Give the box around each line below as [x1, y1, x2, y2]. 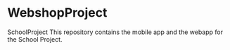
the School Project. [7, 35, 63, 43]
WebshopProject [7, 5, 108, 21]
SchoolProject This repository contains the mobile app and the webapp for [7, 28, 224, 36]
